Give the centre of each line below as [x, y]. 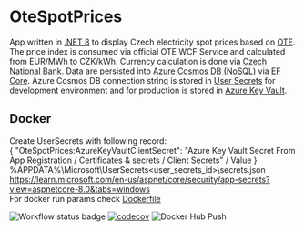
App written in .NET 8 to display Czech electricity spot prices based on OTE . [152, 42]
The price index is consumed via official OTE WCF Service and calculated [147, 51]
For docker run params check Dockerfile [85, 198]
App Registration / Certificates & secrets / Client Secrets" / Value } [133, 160]
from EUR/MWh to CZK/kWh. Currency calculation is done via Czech [138, 61]
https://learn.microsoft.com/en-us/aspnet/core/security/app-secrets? [140, 179]
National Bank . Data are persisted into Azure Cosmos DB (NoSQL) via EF [145, 71]
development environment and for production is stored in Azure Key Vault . [148, 90]
